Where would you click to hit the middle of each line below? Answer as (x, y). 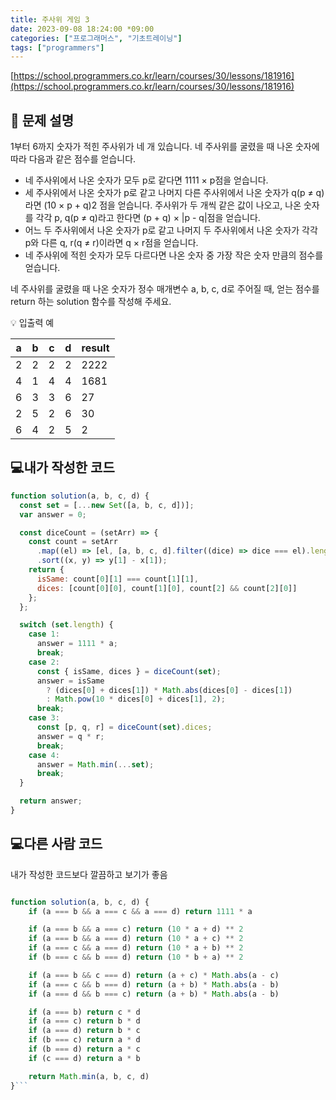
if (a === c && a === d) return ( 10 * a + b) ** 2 (136, 948)
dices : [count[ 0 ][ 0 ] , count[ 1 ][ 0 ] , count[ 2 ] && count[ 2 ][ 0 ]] (167, 588)
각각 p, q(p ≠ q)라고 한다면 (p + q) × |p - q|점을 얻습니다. (148, 218)
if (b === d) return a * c (84, 1049)
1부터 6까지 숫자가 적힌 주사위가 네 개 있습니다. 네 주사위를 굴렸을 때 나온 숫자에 (165, 147)
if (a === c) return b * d (84, 1021)
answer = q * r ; (70, 736)
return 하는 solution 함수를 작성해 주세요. (91, 302)
